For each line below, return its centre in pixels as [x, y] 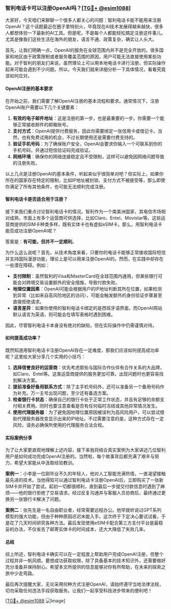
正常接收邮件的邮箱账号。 [44, 124]
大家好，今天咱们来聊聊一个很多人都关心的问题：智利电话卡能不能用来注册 [83, 20]
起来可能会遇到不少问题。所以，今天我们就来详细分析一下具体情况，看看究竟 [85, 70]
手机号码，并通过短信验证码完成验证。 [53, 150]
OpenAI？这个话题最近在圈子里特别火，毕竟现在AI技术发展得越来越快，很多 [84, 27]
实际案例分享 [19, 438]
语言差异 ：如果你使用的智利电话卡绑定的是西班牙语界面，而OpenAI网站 [87, 308]
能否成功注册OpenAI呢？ [31, 231]
